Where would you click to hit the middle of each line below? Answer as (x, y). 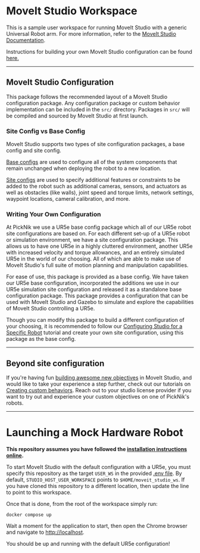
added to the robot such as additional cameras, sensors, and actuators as (96, 187)
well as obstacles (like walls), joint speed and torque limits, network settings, (100, 192)
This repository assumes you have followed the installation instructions (97, 449)
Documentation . (26, 40)
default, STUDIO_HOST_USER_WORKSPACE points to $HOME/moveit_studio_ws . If (96, 480)
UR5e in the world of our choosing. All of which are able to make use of (94, 259)
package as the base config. (41, 339)
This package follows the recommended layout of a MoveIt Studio (87, 97)
